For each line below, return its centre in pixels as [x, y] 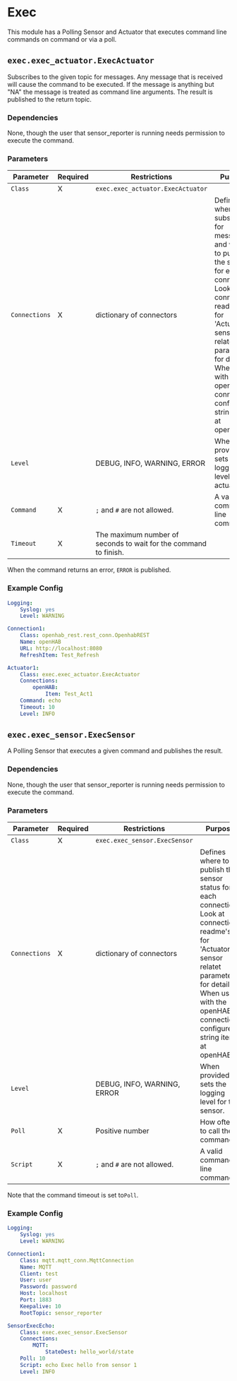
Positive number [122, 1131]
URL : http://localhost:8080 [61, 648]
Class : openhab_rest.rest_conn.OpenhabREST [85, 635]
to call [210, 1131]
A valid [211, 1152]
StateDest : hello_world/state [89, 1352]
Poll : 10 [33, 1359]
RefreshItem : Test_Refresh [60, 655]
